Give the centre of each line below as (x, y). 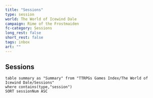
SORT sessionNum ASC (27, 92)
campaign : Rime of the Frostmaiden (42, 24)
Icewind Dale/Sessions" (30, 83)
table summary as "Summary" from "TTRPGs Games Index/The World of (77, 78)
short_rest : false (24, 38)
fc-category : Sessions (29, 28)
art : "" (13, 47)
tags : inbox (17, 42)
